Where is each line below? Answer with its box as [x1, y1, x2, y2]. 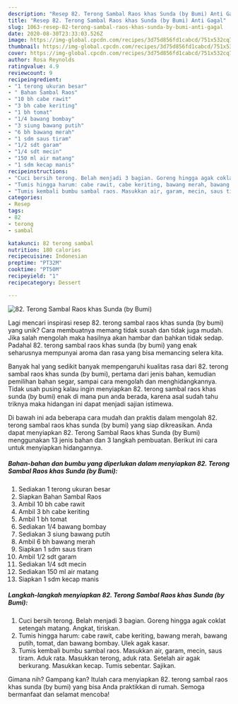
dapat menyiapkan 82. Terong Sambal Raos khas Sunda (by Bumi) [8, 428, 201, 436]
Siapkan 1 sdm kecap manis [18, 575, 100, 583]
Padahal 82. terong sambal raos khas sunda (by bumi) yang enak [8, 340, 197, 350]
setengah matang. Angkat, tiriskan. [18, 624, 120, 632]
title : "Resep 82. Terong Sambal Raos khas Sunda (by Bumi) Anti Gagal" [8, 17, 227, 24]
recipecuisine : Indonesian [8, 253, 88, 260]
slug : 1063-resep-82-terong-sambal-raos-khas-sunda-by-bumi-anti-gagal [8, 23, 223, 30]
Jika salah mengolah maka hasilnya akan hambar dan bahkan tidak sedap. [8, 333, 224, 342]
